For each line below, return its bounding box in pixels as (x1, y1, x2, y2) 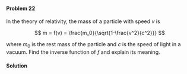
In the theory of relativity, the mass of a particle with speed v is (6, 18, 160, 25)
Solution (6, 62, 28, 69)
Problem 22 (6, 5, 36, 12)
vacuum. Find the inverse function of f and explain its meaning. (6, 49, 160, 56)
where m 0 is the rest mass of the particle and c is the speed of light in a (6, 41, 181, 49)
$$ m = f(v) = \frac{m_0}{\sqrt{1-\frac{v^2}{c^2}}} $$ (34, 30, 165, 37)
